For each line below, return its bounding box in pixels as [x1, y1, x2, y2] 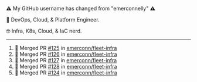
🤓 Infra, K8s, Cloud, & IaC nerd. [6, 27, 82, 34]
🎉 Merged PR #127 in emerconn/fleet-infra [14, 57, 117, 63]
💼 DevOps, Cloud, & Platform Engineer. [6, 16, 100, 23]
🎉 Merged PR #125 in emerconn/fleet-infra [14, 45, 117, 51]
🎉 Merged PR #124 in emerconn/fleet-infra [14, 69, 117, 76]
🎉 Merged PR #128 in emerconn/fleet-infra [14, 63, 117, 70]
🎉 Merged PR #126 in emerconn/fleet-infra [14, 51, 117, 58]
